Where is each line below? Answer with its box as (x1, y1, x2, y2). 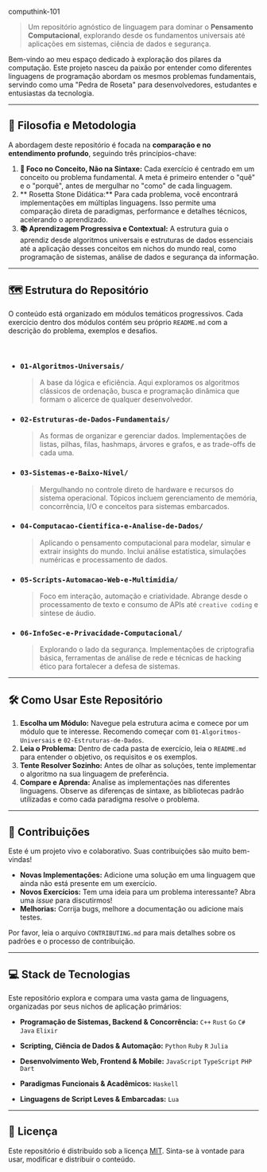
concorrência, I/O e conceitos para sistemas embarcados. (39, 501, 230, 511)
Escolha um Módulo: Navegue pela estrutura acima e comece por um (19, 719, 249, 728)
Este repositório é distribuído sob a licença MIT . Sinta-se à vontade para (8, 1146, 245, 1155)
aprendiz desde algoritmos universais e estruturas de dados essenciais (19, 235, 253, 245)
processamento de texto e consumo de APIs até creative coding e (39, 600, 258, 610)
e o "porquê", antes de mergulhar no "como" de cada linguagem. (19, 181, 233, 190)
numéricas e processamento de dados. (39, 555, 168, 564)
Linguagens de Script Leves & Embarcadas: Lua (19, 1094, 180, 1103)
